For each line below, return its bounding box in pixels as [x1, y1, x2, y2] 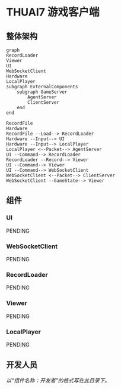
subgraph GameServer [17, 89, 68, 95]
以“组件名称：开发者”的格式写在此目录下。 [6, 376, 110, 384]
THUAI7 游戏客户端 [6, 5, 100, 19]
